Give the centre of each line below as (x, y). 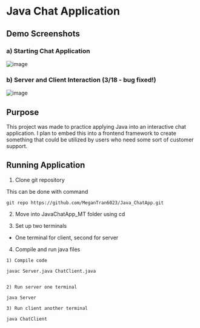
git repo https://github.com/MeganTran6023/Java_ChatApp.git (85, 203)
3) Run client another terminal (47, 308)
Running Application (46, 165)
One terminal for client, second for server (67, 237)
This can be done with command (47, 191)
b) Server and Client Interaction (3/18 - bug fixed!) (81, 80)
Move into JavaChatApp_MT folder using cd (70, 214)
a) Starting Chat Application (48, 51)
